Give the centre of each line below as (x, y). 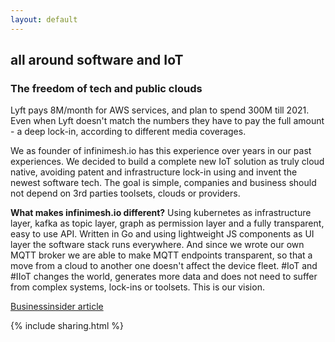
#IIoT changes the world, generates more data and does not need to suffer (164, 277)
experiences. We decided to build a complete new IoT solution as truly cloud (167, 162)
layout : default (44, 19)
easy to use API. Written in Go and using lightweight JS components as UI (162, 234)
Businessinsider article (57, 307)
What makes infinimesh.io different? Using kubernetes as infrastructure (161, 213)
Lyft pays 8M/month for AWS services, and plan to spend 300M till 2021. (160, 110)
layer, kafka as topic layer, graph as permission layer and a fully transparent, (167, 223)
